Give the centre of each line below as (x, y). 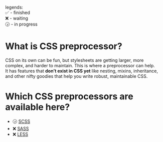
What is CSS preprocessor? (64, 46)
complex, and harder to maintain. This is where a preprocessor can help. (80, 65)
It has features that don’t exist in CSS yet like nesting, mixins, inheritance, (81, 71)
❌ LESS (20, 134)
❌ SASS (21, 128)
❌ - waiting (17, 18)
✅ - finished (18, 13)
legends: (14, 7)
